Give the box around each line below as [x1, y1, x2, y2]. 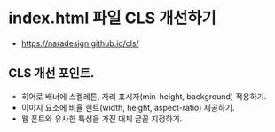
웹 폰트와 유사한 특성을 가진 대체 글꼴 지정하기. [20, 113, 183, 124]
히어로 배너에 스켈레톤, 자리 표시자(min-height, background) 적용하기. [20, 90, 267, 102]
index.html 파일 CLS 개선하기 [8, 8, 216, 28]
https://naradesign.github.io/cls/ [20, 37, 139, 49]
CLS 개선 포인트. [8, 66, 95, 81]
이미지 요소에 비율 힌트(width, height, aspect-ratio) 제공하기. [20, 102, 236, 113]
